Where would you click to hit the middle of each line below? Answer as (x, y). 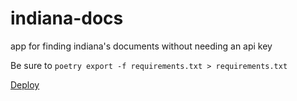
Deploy (25, 84)
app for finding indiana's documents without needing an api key (141, 46)
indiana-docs (67, 18)
